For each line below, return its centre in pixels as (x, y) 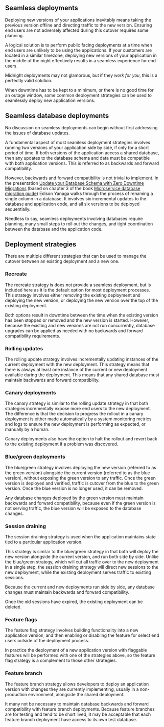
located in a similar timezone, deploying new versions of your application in (81, 55)
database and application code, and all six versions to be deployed (72, 204)
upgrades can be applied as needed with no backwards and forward (74, 331)
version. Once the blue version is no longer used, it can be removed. (74, 488)
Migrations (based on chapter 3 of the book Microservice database (73, 188)
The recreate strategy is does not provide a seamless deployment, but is (78, 285)
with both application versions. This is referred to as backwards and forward (82, 163)
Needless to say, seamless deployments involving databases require (74, 218)
